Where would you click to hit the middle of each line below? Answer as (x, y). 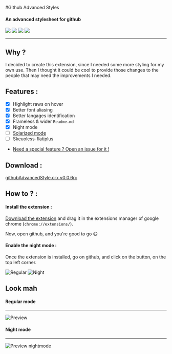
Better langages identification (44, 116)
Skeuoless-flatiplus (33, 139)
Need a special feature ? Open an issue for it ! (61, 149)
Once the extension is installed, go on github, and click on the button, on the (86, 257)
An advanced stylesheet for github (43, 19)
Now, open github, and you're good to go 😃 (52, 234)
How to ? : (21, 194)
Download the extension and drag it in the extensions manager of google (82, 218)
